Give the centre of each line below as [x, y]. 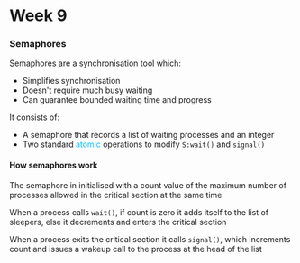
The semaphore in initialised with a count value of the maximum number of [148, 185]
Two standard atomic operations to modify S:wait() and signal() [144, 144]
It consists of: [35, 117]
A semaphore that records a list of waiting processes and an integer [148, 135]
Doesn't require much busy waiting [87, 90]
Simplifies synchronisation [71, 81]
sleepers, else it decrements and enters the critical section [118, 222]
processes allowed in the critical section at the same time [116, 195]
